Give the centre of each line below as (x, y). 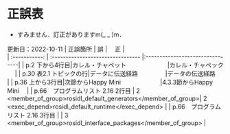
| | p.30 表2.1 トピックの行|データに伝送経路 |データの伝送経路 (115, 74)
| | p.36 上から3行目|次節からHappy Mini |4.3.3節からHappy (110, 82)
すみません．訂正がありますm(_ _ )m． (71, 34)
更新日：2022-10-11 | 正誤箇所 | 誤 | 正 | (66, 49)
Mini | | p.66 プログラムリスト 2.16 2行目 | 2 (74, 91)
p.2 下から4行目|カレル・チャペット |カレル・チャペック (124, 65)
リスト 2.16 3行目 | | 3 (38, 115)
